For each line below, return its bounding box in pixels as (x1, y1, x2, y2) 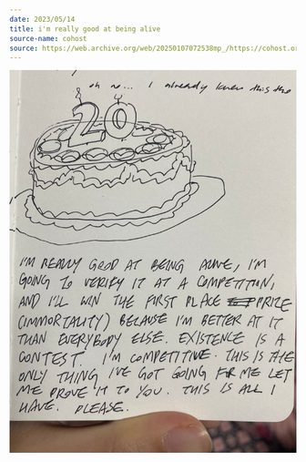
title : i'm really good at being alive (9, 24, 161, 34)
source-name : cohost (9, 34, 88, 43)
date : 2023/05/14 (9, 15, 76, 24)
